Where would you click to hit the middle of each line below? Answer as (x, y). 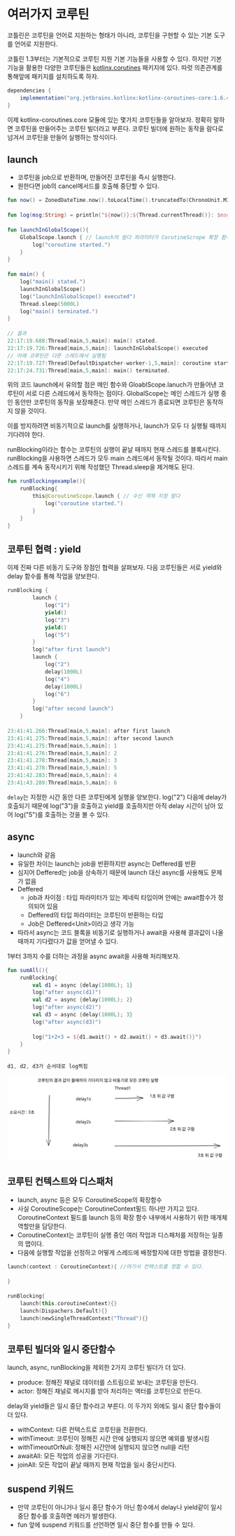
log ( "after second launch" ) (73, 709)
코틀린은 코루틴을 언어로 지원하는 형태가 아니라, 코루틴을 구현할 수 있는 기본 (110, 35)
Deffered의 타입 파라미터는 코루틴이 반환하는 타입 (95, 915)
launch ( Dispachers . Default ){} (64, 1311)
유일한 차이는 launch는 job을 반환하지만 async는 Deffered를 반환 (107, 863)
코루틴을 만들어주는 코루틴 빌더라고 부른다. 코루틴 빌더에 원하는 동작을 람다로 (119, 128)
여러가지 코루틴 (48, 14)
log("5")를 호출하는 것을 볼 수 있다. (62, 814)
